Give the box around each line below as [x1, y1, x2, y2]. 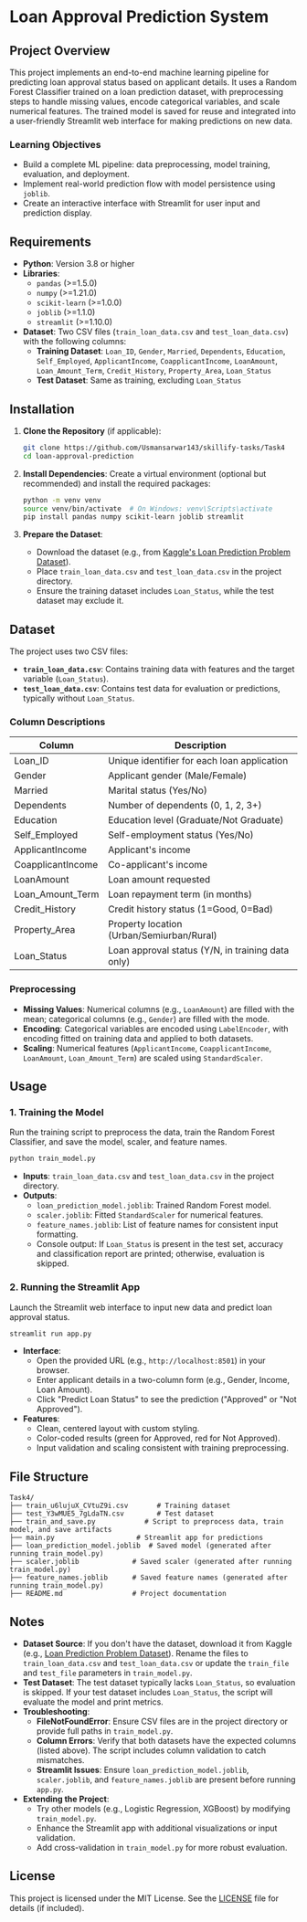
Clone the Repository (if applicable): [22, 425, 162, 436]
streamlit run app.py [9, 1329, 92, 1338]
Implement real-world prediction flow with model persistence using [22, 178, 276, 189]
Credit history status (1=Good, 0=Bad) [108, 903, 274, 915]
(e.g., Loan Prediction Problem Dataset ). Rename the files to [22, 1648, 249, 1659]
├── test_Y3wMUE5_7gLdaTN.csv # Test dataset [9, 1509, 215, 1518]
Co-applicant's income [108, 859, 208, 871]
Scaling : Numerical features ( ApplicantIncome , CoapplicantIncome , [22, 1042, 272, 1053]
